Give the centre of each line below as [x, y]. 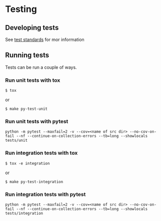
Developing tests [32, 28]
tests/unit [16, 141]
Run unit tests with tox [33, 80]
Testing [21, 9]
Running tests [27, 55]
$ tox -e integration [28, 163]
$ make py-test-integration [34, 182]
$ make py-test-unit [27, 109]
